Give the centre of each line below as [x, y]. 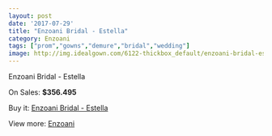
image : [19, 53]
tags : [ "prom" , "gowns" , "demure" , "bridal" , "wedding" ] [99, 46]
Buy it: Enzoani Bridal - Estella [58, 108]
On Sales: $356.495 [42, 92]
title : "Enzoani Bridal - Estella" [68, 31]
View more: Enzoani [42, 123]
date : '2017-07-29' [41, 23]
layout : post [30, 16]
